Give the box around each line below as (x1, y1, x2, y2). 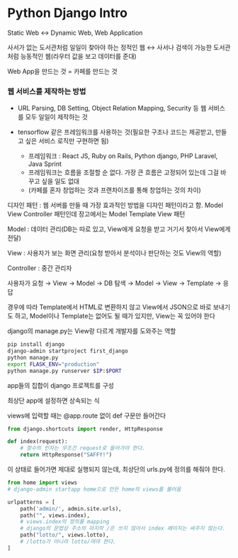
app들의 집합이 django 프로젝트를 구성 (7, 381, 115, 389)
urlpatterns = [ (7, 498, 55, 506)
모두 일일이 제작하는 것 (25, 113, 89, 121)
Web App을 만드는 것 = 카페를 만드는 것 (7, 67, 118, 75)
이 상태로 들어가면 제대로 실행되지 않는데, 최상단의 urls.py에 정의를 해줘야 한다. (7, 465, 225, 474)
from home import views (7, 479, 78, 486)
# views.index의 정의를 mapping (20, 518, 110, 525)
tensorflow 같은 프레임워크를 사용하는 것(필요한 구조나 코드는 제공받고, (17, 128, 214, 136)
